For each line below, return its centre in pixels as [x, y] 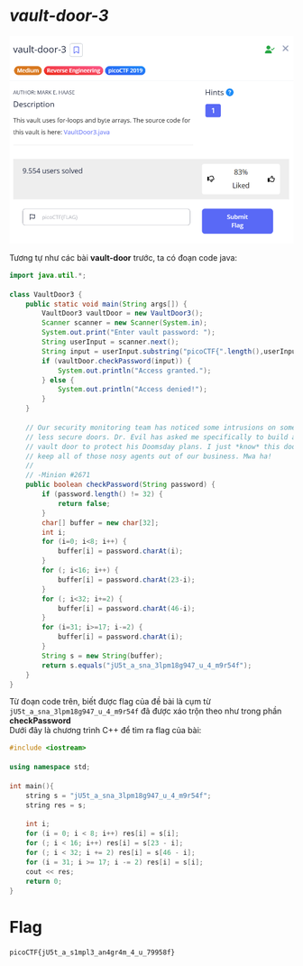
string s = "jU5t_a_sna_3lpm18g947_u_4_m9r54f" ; [119, 796]
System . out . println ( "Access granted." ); [134, 371]
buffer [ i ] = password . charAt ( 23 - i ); [126, 580]
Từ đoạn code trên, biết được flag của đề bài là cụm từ [110, 702]
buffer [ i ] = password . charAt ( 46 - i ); [126, 608]
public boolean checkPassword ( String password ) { [121, 485]
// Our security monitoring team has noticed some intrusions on [151, 428]
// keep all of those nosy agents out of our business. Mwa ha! [149, 456]
